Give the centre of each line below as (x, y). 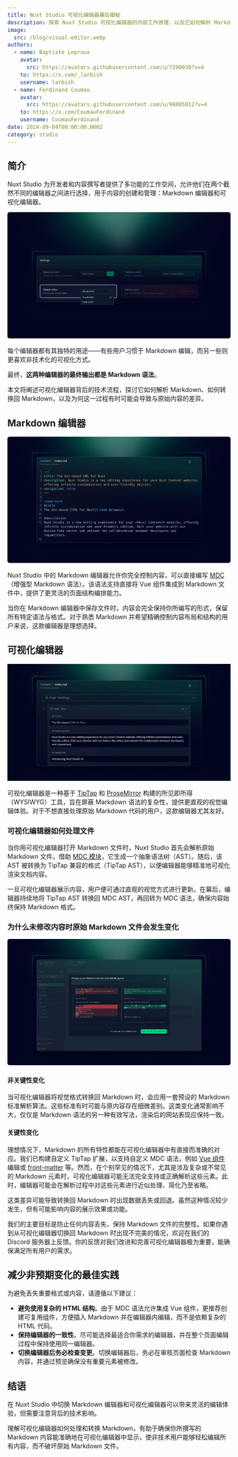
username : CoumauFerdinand (60, 120)
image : (17, 30)
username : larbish (47, 82)
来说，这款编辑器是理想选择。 (57, 625)
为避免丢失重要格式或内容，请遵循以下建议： (73, 1293)
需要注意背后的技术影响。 (63, 1413)
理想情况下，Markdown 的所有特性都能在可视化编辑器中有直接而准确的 (110, 1149)
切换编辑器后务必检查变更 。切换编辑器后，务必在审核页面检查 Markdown (124, 1353)
